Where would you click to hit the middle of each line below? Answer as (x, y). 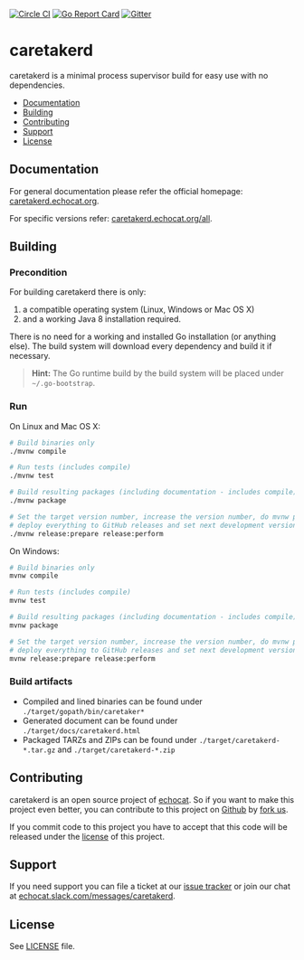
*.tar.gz (39, 750)
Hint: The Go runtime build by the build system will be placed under (157, 373)
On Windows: (34, 551)
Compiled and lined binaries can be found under (113, 701)
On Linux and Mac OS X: (55, 426)
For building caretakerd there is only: (78, 292)
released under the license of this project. (87, 836)
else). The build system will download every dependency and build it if (141, 346)
